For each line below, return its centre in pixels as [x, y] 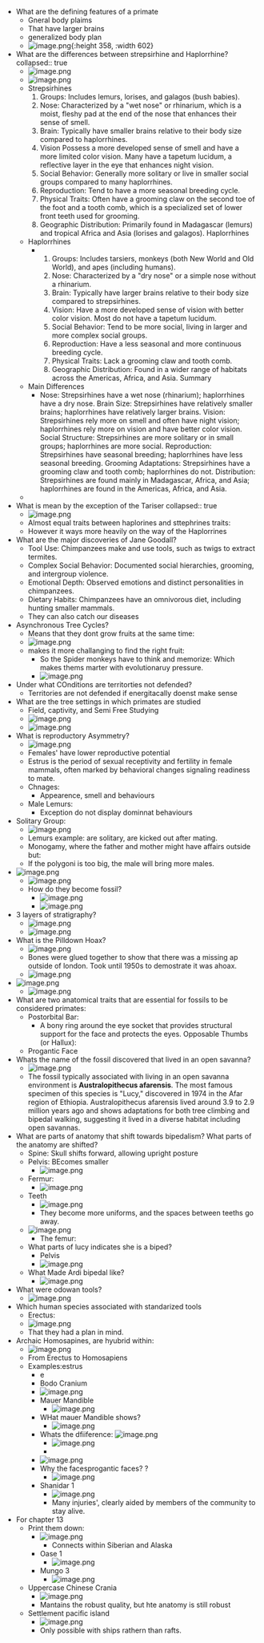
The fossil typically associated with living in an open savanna [128, 1076]
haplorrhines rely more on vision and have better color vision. [141, 429]
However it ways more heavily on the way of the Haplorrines [127, 531]
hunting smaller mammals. [71, 608]
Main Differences [56, 386]
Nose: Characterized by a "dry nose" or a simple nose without [154, 275]
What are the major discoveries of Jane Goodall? [96, 540]
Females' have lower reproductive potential [99, 753]
